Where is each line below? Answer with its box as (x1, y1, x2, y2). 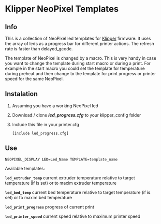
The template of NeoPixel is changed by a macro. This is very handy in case (5, 55, 157, 61)
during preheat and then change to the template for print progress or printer (5, 71, 156, 76)
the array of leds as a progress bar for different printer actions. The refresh (5, 41, 155, 47)
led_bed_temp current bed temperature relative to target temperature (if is (5, 189, 151, 195)
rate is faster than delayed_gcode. (5, 46, 73, 51)
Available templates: (5, 165, 45, 171)
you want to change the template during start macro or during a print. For (5, 61, 151, 66)
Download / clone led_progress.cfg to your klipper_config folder (12, 112, 141, 118)
